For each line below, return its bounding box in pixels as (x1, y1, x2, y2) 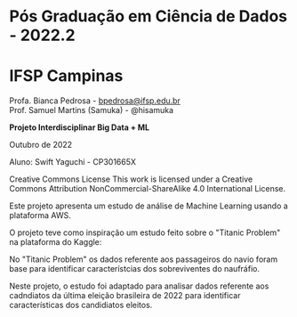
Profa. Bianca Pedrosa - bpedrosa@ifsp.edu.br (9, 95, 181, 106)
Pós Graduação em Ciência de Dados (9, 6, 287, 27)
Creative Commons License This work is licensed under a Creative (9, 174, 253, 184)
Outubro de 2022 (9, 140, 73, 150)
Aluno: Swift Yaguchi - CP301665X (9, 157, 136, 167)
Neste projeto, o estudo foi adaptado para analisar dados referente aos (9, 280, 269, 291)
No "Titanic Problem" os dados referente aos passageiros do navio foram (9, 254, 278, 264)
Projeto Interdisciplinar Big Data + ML (9, 122, 150, 133)
